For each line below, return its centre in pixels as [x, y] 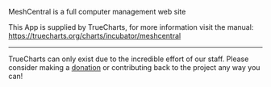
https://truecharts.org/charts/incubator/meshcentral [95, 36]
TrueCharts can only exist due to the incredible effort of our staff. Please [129, 59]
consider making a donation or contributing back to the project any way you [134, 67]
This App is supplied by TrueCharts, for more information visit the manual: [131, 27]
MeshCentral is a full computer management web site [97, 12]
